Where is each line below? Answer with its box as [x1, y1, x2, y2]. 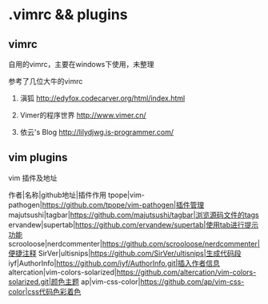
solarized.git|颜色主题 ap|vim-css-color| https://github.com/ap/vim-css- [8, 277, 245, 286]
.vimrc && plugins [8, 6, 128, 24]
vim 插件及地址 [8, 173, 58, 183]
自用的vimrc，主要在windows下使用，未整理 [8, 60, 154, 69]
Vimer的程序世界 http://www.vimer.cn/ [19, 110, 146, 120]
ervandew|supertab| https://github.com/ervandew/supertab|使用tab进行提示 [8, 219, 259, 229]
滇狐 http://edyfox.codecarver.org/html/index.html [19, 93, 186, 103]
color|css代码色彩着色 [8, 286, 82, 296]
